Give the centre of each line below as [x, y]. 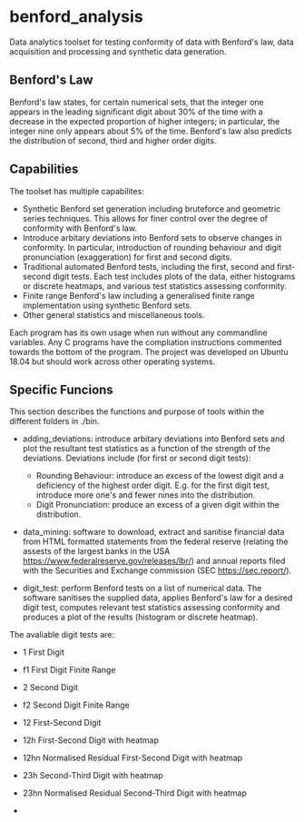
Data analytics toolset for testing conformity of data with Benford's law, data [152, 42]
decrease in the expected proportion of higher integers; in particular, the [145, 121]
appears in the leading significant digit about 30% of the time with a [136, 112]
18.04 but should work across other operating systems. [113, 361]
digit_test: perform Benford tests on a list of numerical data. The [142, 589]
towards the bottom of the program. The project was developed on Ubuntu [149, 352]
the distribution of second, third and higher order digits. [113, 140]
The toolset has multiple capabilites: [77, 191]
